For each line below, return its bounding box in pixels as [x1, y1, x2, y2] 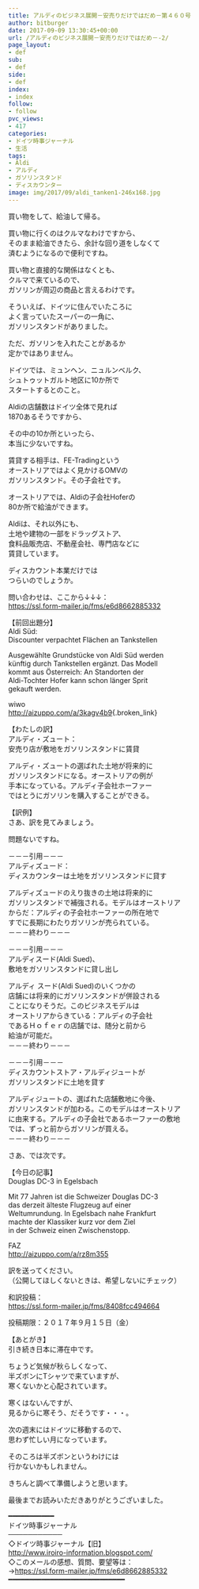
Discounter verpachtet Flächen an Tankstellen [8, 635, 158, 644]
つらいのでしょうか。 [8, 575, 77, 585]
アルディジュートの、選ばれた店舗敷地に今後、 [8, 1094, 160, 1103]
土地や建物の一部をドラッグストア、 [8, 528, 126, 538]
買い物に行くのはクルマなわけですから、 [8, 228, 140, 238]
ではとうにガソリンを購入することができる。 [8, 790, 154, 800]
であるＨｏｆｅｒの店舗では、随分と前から [8, 1020, 147, 1030]
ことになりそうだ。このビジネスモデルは [8, 1000, 140, 1010]
